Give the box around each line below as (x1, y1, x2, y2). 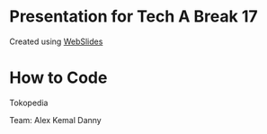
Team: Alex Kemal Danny (9, 114, 102, 125)
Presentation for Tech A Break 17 (9, 6, 258, 27)
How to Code (9, 67, 108, 88)
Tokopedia (9, 97, 49, 108)
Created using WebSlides (9, 36, 103, 47)
